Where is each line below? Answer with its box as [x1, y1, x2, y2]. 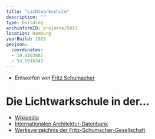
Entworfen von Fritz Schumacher [14, 74, 95, 81]
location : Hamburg [6, 31, 51, 37]
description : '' [6, 14, 46, 20]
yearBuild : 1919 [6, 36, 46, 42]
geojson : [6, 42, 28, 48]
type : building [6, 19, 44, 25]
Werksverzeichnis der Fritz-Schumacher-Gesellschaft [14, 127, 146, 134]
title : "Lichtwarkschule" [6, 8, 70, 15]
